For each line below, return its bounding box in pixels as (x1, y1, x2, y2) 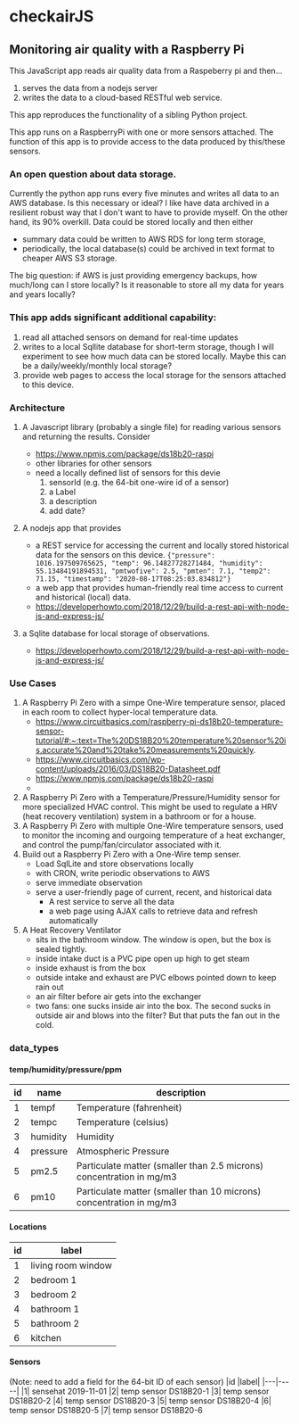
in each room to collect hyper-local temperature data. (21, 707, 219, 717)
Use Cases (9, 676, 57, 689)
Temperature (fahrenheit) (76, 1102, 182, 1114)
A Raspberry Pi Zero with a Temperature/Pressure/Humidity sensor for (21, 792, 280, 803)
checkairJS (9, 6, 94, 27)
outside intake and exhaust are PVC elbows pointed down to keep (35, 973, 277, 983)
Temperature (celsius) (76, 1116, 169, 1129)
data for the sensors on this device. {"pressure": (35, 549, 215, 559)
